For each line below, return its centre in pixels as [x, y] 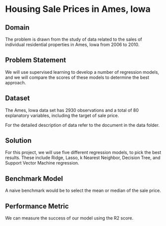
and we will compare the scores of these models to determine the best [77, 77]
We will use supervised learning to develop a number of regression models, [82, 72]
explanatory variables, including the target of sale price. [62, 115]
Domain [17, 28]
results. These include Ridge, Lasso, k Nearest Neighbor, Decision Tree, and [83, 158]
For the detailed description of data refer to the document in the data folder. [83, 125]
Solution [18, 141]
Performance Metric [37, 206]
